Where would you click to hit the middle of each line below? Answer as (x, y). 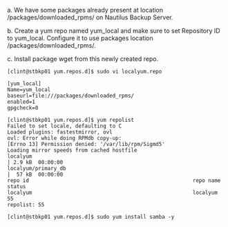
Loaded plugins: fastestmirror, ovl (60, 132)
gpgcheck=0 (23, 108)
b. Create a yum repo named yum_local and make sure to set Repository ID (114, 31)
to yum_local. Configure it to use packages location (80, 38)
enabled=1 (21, 102)
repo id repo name (114, 181)
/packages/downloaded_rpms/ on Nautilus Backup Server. (90, 17)
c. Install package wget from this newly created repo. (83, 59)
